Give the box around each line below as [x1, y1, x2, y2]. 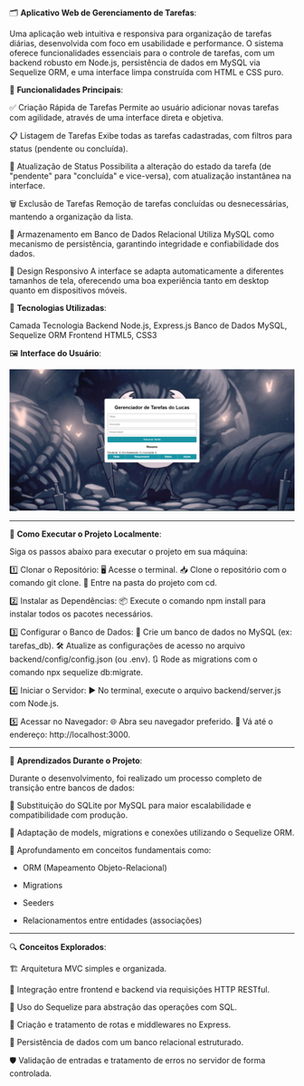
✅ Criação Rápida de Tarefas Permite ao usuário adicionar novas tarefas [9, 102, 280, 112]
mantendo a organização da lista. [9, 211, 134, 222]
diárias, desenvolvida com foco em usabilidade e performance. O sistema [9, 38, 284, 48]
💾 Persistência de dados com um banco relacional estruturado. [9, 1037, 244, 1048]
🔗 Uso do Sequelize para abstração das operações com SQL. [9, 1002, 238, 1013]
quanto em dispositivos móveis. [9, 285, 128, 296]
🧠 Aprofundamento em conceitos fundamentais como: [9, 845, 212, 856]
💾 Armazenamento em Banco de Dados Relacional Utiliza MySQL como [9, 229, 274, 239]
